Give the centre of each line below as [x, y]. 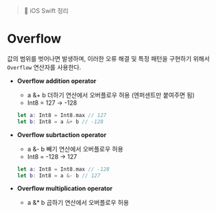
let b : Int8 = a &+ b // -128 [60, 122]
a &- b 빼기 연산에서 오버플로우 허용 [75, 149]
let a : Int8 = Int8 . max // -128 [63, 169]
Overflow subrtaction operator [62, 135]
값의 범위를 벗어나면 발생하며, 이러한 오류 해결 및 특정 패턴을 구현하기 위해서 [109, 58]
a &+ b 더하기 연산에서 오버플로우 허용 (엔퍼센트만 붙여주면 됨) [111, 95]
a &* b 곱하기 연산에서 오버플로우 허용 [78, 203]
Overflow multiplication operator [65, 188]
